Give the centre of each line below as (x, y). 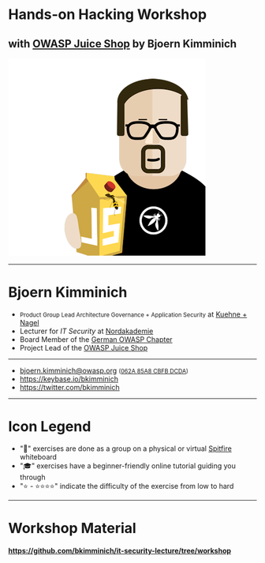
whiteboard (38, 456)
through (32, 477)
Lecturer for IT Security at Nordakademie (86, 331)
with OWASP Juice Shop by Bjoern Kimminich (123, 44)
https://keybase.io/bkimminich (69, 379)
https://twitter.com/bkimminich (69, 387)
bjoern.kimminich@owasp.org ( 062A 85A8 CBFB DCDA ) (104, 370)
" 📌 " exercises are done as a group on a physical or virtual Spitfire (126, 449)
